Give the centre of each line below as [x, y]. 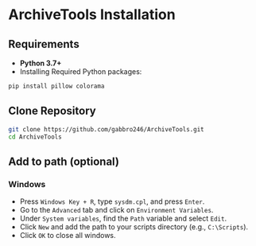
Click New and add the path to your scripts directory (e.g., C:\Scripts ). [134, 227]
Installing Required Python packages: [81, 72]
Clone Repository [52, 111]
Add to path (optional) [64, 161]
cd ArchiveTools [35, 137]
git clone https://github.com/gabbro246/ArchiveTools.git [106, 129]
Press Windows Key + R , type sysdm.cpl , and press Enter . [112, 201]
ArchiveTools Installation [92, 15]
